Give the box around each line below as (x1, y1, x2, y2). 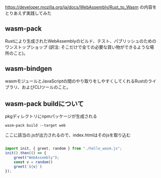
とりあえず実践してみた (5, 10, 52, 16)
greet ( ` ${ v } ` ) (14, 164, 42, 169)
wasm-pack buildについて (5, 100, 84, 108)
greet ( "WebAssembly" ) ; (14, 155, 59, 160)
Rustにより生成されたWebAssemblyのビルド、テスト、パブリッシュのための (5, 38, 157, 44)
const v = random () (14, 160, 53, 165)
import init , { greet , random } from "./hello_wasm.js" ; (5, 146, 122, 151)
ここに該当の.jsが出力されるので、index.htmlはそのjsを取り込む (5, 132, 131, 138)
